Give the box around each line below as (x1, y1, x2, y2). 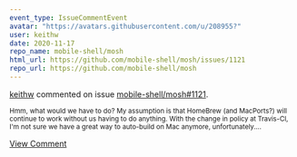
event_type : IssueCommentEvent (9, 13, 128, 23)
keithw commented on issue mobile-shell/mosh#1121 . (9, 88, 209, 100)
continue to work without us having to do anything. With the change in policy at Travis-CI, (9, 114, 289, 123)
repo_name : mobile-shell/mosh (9, 47, 124, 56)
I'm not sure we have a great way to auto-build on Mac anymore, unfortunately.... (9, 122, 262, 132)
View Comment (9, 138, 67, 149)
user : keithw (9, 30, 59, 39)
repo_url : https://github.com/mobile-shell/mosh (9, 64, 197, 74)
